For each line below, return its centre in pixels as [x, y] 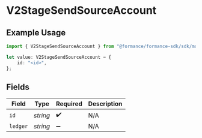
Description [105, 104]
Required [69, 104]
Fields [18, 87]
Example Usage [36, 33]
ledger [19, 126]
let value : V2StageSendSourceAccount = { [59, 57]
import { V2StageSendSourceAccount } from [60, 46]
